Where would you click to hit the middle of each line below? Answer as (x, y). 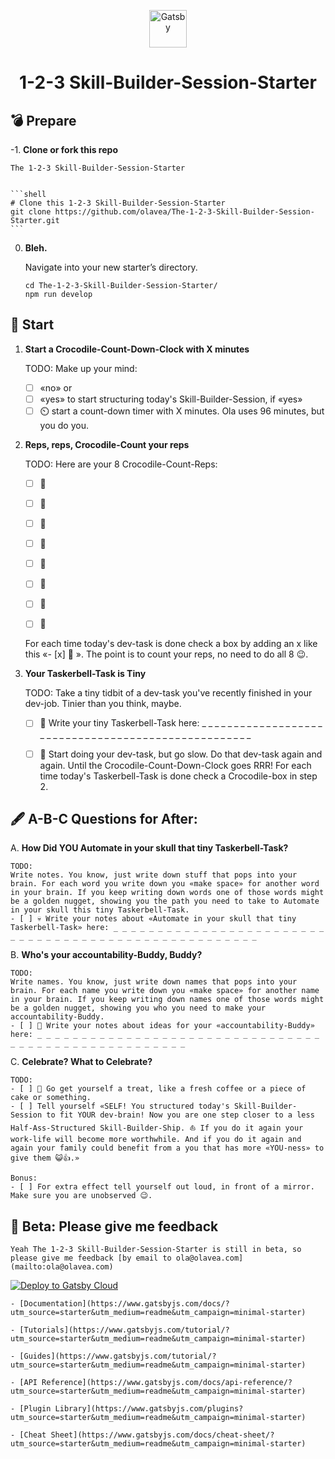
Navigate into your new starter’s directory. (111, 267)
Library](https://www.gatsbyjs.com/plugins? (149, 1409)
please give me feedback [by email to (91, 1258)
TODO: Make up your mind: (81, 368)
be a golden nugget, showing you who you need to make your (138, 1008)
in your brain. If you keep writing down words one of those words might (167, 893)
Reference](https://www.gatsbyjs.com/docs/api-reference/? (167, 1383)
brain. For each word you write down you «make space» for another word (165, 884)
